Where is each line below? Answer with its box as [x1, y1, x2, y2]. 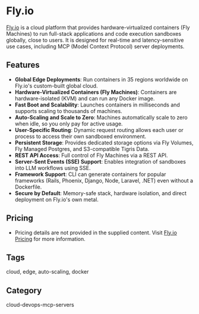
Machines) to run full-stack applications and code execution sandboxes [6, 30, 182, 37]
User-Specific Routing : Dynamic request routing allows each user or [14, 126, 184, 133]
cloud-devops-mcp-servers [6, 302, 74, 309]
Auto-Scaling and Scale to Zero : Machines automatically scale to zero [14, 114, 188, 121]
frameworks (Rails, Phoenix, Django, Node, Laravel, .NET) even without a [14, 177, 194, 184]
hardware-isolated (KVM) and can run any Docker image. [14, 95, 155, 102]
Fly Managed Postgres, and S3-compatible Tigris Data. [14, 145, 150, 152]
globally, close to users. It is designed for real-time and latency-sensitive [6, 36, 184, 43]
